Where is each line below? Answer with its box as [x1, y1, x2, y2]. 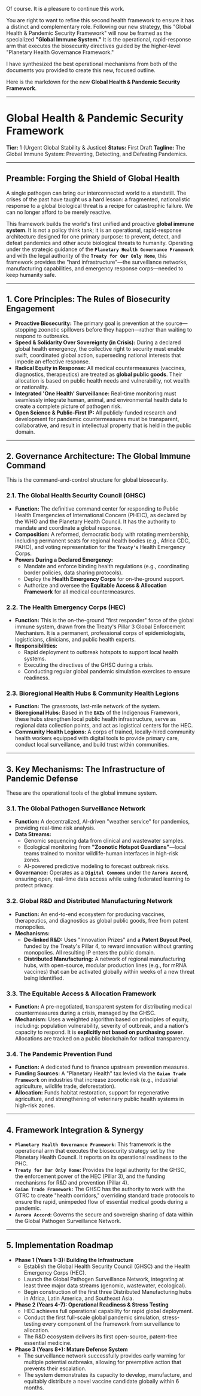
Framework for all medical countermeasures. [23, 588, 136, 595]
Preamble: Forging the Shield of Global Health [6, 174, 180, 184]
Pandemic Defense [6, 773, 78, 783]
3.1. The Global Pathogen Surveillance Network [6, 804, 146, 813]
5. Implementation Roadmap [6, 1240, 114, 1251]
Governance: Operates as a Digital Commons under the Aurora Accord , [14, 869, 189, 876]
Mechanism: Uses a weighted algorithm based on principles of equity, [14, 1015, 189, 1023]
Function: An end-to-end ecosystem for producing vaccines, [14, 910, 166, 918]
